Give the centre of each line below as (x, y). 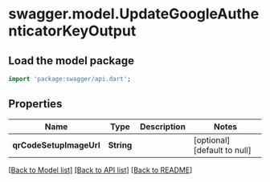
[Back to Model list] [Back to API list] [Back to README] (100, 170)
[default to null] (222, 150)
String (120, 145)
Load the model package (72, 61)
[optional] (212, 140)
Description (163, 127)
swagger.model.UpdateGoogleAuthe (134, 14)
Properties (35, 104)
